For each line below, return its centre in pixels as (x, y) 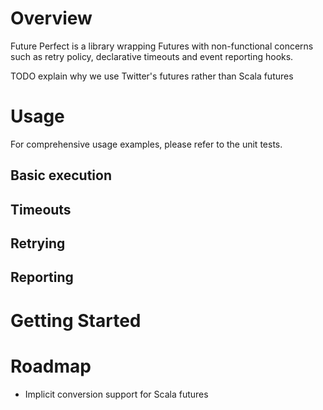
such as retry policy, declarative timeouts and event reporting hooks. (152, 56)
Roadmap (51, 366)
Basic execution (61, 175)
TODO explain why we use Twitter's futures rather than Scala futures (152, 76)
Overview (51, 18)
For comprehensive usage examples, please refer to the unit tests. (146, 144)
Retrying (38, 243)
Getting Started (76, 320)
